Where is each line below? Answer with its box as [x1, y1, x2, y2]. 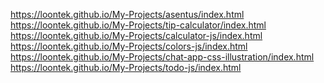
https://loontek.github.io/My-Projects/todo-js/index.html [10, 62, 242, 73]
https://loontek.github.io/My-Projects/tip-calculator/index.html [10, 19, 267, 31]
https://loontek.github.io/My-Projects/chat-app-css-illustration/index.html [10, 51, 315, 63]
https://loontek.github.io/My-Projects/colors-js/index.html [10, 40, 248, 52]
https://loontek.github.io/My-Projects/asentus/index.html [10, 9, 245, 20]
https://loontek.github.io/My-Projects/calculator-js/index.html [10, 30, 263, 41]
